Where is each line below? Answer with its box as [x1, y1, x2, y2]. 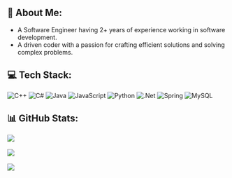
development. [17, 33, 57, 41]
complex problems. [17, 48, 73, 56]
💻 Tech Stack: [7, 69, 72, 81]
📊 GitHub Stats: [7, 113, 79, 125]
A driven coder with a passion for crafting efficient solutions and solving [17, 40, 225, 49]
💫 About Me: [7, 7, 63, 19]
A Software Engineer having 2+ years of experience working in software [17, 25, 226, 34]
